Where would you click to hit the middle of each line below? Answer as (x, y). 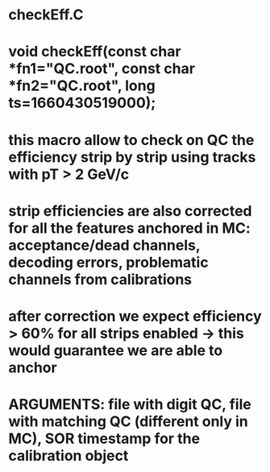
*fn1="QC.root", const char (102, 69)
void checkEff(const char (95, 52)
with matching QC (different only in (128, 422)
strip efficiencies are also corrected (130, 211)
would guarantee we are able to (116, 350)
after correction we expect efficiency (135, 316)
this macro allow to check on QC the (131, 140)
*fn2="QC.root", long (82, 86)
